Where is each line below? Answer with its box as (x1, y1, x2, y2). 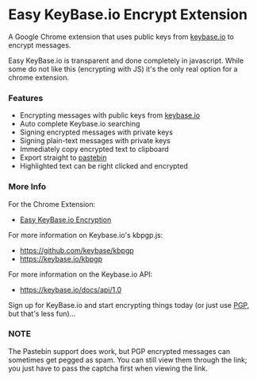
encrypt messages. (8, 40, 71, 49)
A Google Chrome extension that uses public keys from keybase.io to (8, 32, 234, 41)
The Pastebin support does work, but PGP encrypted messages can (8, 346, 231, 356)
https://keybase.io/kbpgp (19, 254, 103, 263)
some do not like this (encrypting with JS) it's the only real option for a (8, 64, 238, 73)
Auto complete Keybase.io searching (19, 119, 140, 129)
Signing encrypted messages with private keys (19, 127, 173, 137)
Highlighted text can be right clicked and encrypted (19, 161, 188, 171)
